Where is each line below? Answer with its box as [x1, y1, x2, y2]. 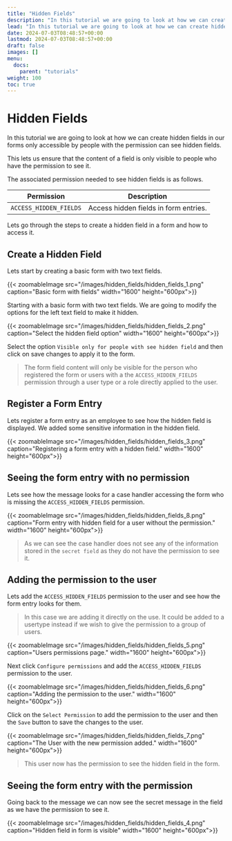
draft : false [7, 42, 45, 49]
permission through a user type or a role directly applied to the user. [23, 378, 218, 386]
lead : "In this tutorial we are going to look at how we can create [7, 23, 209, 30]
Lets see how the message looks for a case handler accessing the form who [7, 490, 224, 498]
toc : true [7, 81, 36, 88]
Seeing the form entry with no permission [7, 472, 190, 484]
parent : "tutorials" [19, 68, 79, 75]
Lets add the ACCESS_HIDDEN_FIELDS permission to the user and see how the [7, 593, 221, 601]
